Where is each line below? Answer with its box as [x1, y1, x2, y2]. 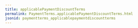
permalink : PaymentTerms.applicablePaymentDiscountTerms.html [5, 11, 133, 16]
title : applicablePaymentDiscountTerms [5, 7, 86, 12]
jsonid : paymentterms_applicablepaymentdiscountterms [5, 16, 116, 20]
